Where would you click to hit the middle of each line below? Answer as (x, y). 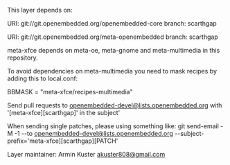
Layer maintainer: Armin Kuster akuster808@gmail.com (86, 154)
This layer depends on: (40, 10)
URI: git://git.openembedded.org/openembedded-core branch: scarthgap (112, 23)
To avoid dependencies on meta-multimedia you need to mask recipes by (112, 71)
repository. (23, 58)
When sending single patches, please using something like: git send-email (113, 126)
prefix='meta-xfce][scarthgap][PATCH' (63, 141)
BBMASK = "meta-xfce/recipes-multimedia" (70, 92)
